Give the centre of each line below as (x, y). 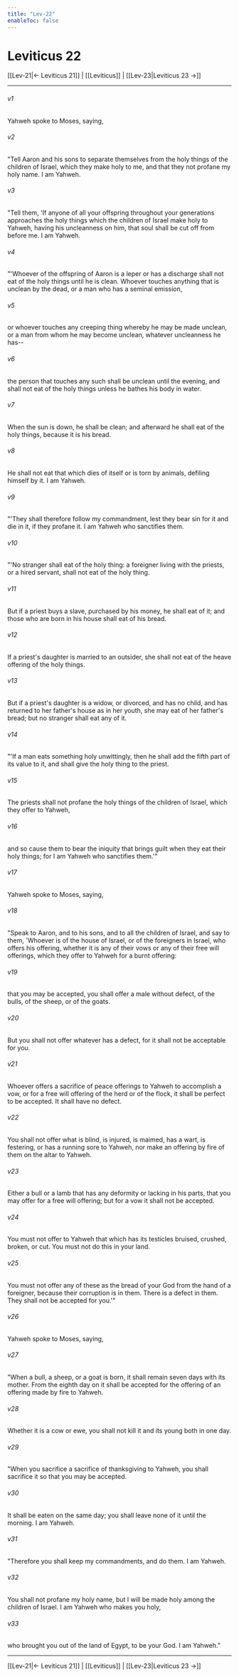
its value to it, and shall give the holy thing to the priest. (88, 764)
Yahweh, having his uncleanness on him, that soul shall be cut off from (111, 228)
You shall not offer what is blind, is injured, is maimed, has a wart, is (107, 1139)
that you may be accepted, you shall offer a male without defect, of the (111, 994)
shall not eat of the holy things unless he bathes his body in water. (104, 389)
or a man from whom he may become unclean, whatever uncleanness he (114, 335)
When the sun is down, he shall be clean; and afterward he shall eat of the (116, 427)
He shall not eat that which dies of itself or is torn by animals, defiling (108, 473)
